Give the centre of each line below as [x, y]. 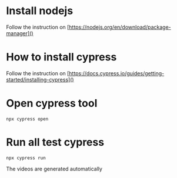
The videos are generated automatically [54, 169]
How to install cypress [61, 57]
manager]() [20, 33]
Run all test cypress [55, 142]
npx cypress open [27, 119]
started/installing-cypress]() [40, 79]
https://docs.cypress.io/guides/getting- [116, 73]
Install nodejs [40, 11]
